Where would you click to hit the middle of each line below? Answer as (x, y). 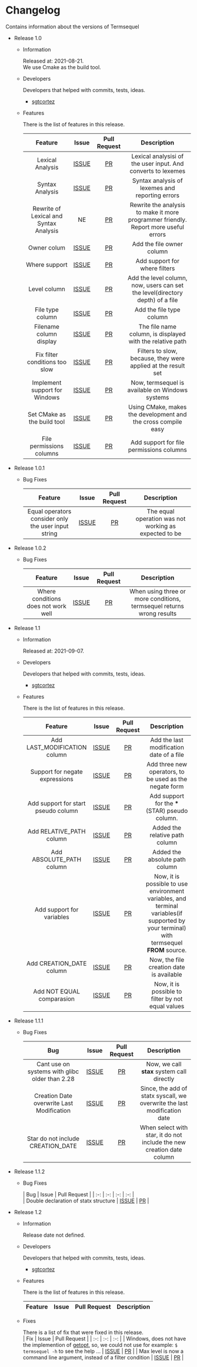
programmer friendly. (158, 219)
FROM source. (167, 950)
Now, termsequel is (158, 382)
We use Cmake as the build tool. (62, 67)
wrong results (158, 613)
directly (164, 1078)
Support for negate (56, 772)
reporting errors (158, 195)
